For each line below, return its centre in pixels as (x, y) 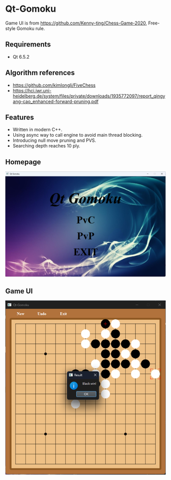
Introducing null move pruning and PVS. (54, 140)
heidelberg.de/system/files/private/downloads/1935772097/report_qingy (89, 96)
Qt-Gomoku (31, 9)
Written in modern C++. (37, 130)
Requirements (28, 45)
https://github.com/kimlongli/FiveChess (54, 85)
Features (20, 117)
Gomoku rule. (31, 28)
